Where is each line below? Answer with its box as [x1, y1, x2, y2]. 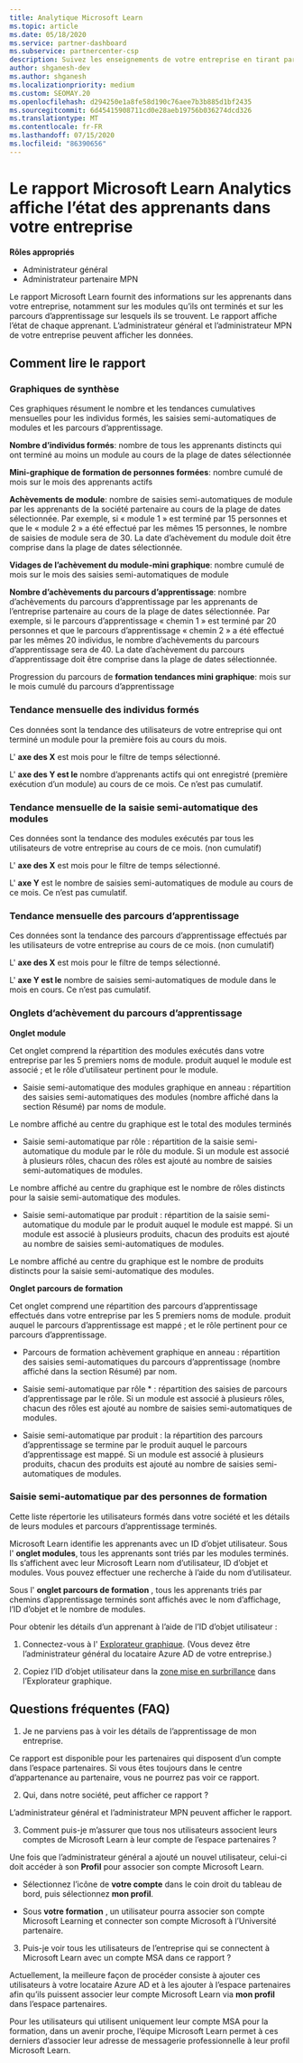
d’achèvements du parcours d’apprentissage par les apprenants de [9, 596, 259, 607]
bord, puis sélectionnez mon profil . [22, 1888, 154, 1899]
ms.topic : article [9, 22, 78, 31]
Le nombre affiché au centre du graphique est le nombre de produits [9, 1255, 264, 1266]
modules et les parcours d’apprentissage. [9, 422, 164, 434]
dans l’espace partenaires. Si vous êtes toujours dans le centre [9, 1762, 243, 1773]
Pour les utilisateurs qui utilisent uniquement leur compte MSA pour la [9, 2016, 269, 2027]
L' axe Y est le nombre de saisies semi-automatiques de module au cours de [9, 877, 294, 888]
